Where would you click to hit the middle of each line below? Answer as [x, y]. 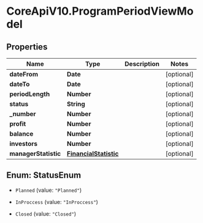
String [76, 104]
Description [142, 64]
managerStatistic [35, 154]
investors [24, 144]
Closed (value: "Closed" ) [46, 214]
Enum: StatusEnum [44, 175]
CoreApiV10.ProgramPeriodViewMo [100, 11]
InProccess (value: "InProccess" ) [56, 202]
